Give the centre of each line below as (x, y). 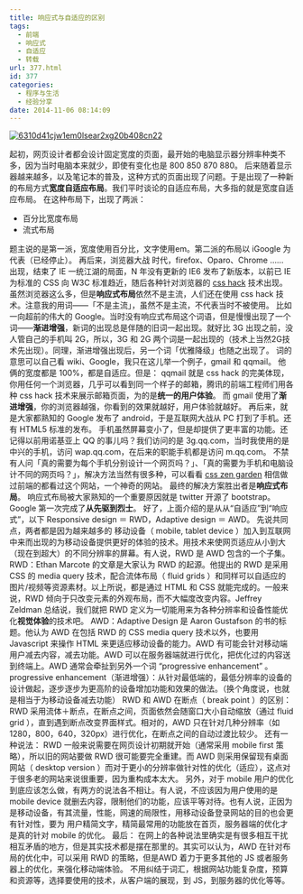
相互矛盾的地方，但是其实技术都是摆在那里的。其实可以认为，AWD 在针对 (146, 847)
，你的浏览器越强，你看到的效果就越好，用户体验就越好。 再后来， (156, 407)
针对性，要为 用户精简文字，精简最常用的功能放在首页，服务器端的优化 (148, 824)
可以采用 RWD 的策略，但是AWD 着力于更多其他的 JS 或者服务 (172, 858)
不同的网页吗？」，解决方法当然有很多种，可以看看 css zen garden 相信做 (152, 475)
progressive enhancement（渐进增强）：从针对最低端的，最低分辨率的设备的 (151, 677)
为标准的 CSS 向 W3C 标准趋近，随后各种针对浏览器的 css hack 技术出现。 (149, 283)
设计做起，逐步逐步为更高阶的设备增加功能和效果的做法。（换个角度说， (142, 689)
